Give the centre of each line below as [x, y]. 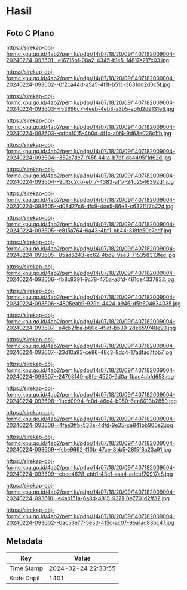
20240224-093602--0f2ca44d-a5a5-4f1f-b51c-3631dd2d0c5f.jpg [88, 84]
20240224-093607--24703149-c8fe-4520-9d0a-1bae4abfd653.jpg [90, 376]
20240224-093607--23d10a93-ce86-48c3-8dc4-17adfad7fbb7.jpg [89, 352]
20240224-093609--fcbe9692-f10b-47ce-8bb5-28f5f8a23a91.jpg [89, 450]
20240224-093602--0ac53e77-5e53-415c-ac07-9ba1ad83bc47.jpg [90, 523]
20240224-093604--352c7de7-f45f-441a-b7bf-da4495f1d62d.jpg [89, 158]
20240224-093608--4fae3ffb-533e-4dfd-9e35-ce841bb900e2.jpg [90, 425]
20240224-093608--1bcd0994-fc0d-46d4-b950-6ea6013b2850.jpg [92, 401]
